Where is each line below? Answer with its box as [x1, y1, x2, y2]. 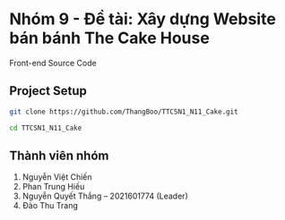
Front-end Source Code [9, 57, 97, 68]
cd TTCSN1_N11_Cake [9, 123, 82, 132]
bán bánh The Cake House [9, 28, 211, 48]
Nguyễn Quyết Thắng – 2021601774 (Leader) [22, 190, 188, 201]
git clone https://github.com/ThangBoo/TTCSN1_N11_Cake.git [9, 107, 239, 116]
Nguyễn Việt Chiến [22, 172, 92, 182]
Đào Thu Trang [22, 200, 79, 211]
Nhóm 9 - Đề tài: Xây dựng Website [9, 9, 276, 30]
